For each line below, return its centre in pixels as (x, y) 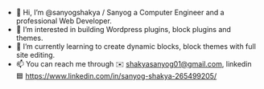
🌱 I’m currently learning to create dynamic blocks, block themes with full (136, 47)
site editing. (35, 55)
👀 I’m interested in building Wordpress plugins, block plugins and (124, 29)
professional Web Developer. (64, 21)
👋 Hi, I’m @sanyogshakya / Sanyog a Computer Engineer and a (120, 12)
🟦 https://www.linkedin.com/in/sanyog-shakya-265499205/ (116, 76)
